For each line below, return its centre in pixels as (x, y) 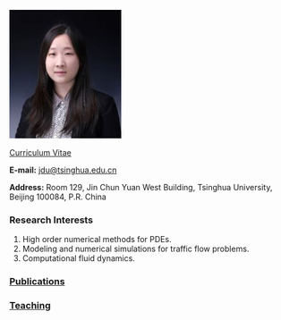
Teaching (30, 306)
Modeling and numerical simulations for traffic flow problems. (136, 249)
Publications (37, 282)
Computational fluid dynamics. (79, 258)
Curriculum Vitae (40, 152)
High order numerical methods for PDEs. (97, 240)
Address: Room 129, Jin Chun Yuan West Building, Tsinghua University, (141, 187)
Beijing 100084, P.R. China (58, 197)
